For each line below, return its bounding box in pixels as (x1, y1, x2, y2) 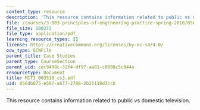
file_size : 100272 (6, 25, 52, 32)
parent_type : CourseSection (6, 58, 76, 64)
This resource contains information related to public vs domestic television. (6, 97, 190, 104)
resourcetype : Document (6, 70, 65, 76)
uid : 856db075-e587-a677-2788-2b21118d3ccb (6, 81, 116, 87)
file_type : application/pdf (6, 31, 76, 37)
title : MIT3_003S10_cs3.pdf (6, 75, 76, 81)
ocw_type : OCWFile (6, 48, 52, 54)
